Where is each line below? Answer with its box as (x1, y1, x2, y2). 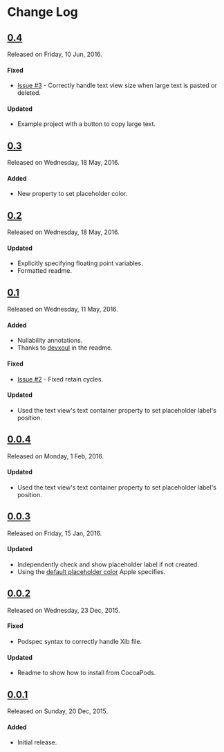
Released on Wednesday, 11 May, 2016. (7, 305, 119, 314)
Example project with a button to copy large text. (17, 120, 156, 128)
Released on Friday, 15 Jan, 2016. (7, 529, 102, 537)
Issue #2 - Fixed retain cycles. (17, 375, 104, 383)
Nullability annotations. (17, 337, 83, 345)
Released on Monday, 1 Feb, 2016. (7, 451, 104, 460)
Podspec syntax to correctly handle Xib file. (17, 637, 142, 645)
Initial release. (17, 738, 57, 746)
